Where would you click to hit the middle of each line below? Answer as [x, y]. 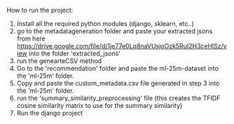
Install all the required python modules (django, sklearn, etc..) [105, 23]
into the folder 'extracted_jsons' [74, 53]
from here [31, 39]
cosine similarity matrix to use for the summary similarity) [99, 105]
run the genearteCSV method [59, 61]
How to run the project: [40, 10]
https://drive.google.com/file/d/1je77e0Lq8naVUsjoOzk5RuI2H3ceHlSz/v [122, 46]
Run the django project [50, 113]
